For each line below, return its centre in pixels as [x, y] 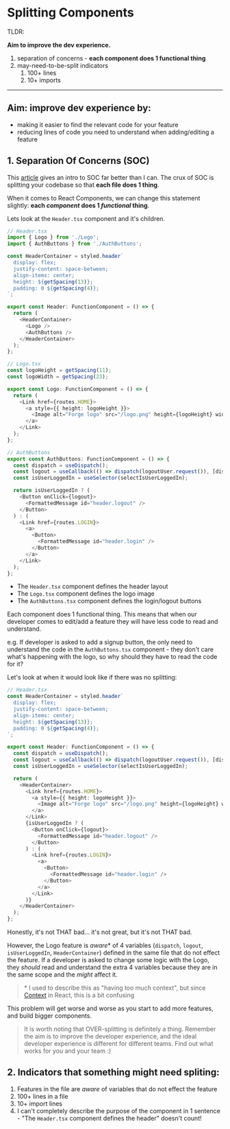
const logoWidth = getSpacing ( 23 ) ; [58, 377]
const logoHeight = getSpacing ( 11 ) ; [59, 371]
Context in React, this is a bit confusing [79, 995]
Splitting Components [71, 13]
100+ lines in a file [42, 1096]
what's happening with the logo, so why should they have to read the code [112, 657]
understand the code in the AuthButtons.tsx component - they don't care [111, 649]
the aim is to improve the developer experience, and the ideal [110, 1036]
